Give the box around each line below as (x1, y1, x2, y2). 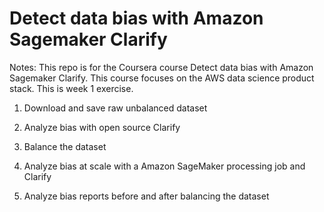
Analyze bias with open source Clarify (23, 121, 181, 133)
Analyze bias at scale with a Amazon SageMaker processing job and (23, 160, 306, 172)
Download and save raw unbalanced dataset (23, 102, 208, 114)
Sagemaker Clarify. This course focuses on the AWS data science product (9, 72, 315, 84)
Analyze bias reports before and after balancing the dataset (23, 190, 270, 202)
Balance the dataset (23, 140, 107, 152)
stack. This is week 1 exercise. (9, 82, 134, 94)
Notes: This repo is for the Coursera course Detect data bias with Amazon (9, 61, 314, 73)
